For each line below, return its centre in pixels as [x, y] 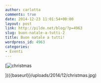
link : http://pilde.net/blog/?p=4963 [44, 28]
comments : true [21, 14]
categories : [17, 47]
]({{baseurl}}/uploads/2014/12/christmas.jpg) [51, 75]
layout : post [18, 24]
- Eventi [14, 51]
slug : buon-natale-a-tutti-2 [35, 33]
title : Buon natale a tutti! [35, 38]
